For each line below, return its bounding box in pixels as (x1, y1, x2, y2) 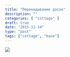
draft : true (5, 20, 29, 25)
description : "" (5, 11, 38, 16)
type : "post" (5, 29, 31, 34)
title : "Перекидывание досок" (5, 7, 66, 12)
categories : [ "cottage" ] (5, 16, 59, 21)
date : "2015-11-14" (5, 25, 44, 30)
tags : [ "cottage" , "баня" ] (5, 34, 59, 39)
